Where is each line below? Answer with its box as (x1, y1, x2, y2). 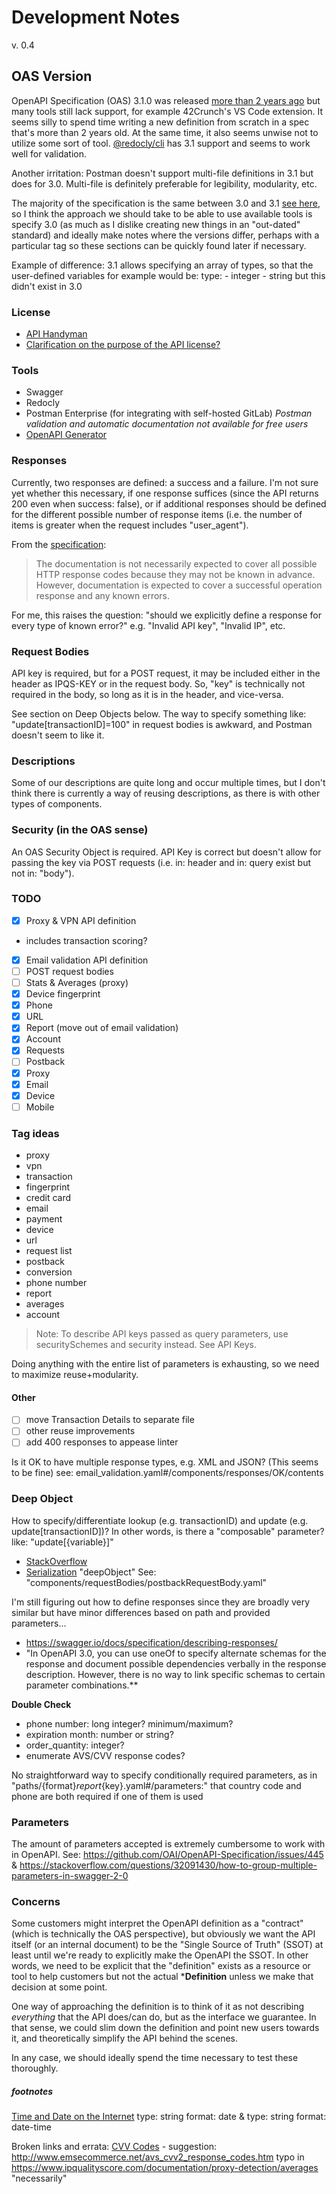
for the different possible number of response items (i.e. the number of (11, 508, 303, 520)
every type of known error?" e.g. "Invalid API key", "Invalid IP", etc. (11, 619, 286, 631)
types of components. (11, 798, 103, 810)
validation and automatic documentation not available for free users (25, 418, 309, 430)
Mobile (25, 1101, 55, 1113)
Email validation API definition (25, 954, 149, 966)
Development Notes (11, 6, 181, 29)
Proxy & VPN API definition (25, 914, 137, 926)
